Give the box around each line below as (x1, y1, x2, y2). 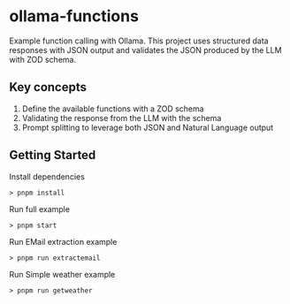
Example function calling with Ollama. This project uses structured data (9, 35, 269, 46)
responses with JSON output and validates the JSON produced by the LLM (9, 44, 282, 55)
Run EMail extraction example (9, 236, 118, 247)
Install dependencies (9, 171, 86, 182)
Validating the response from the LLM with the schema (21, 112, 222, 123)
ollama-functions (9, 6, 140, 27)
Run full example (9, 203, 71, 214)
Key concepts (9, 80, 87, 95)
